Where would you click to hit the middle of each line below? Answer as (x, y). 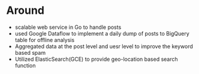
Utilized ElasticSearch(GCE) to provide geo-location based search (96, 59)
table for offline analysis (45, 40)
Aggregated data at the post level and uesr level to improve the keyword (104, 46)
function (25, 65)
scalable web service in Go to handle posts (68, 27)
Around (25, 11)
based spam (30, 52)
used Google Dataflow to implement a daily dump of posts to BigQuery (102, 33)
